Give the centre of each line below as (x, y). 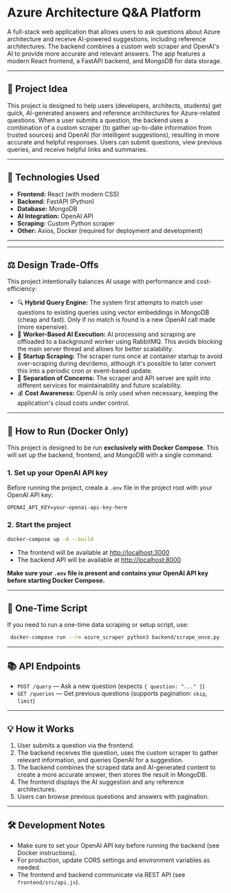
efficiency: (22, 289)
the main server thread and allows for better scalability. (95, 349)
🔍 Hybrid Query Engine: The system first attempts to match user (110, 302)
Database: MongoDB (47, 208)
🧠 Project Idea (37, 89)
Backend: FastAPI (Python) (56, 201)
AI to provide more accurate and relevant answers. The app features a (107, 54)
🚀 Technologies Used (53, 178)
